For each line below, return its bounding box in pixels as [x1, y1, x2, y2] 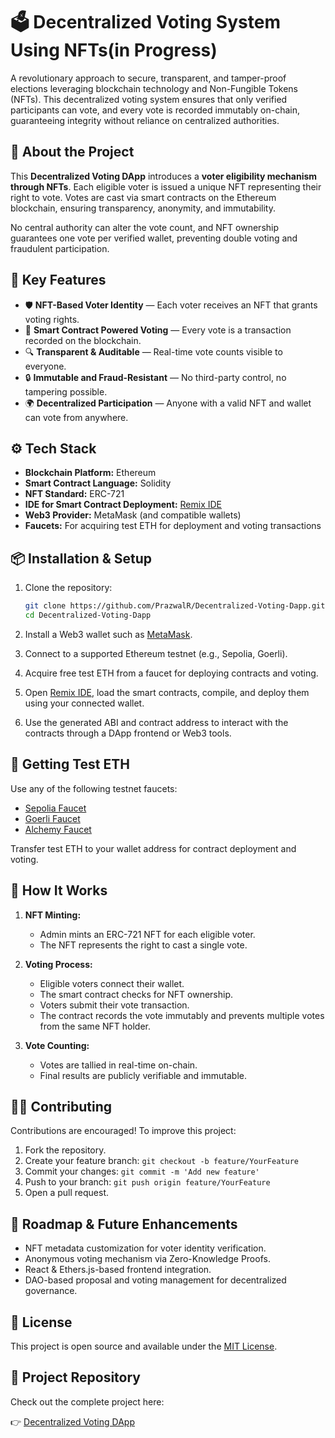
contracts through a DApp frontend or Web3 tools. [24, 727, 232, 739]
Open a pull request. [24, 1187, 110, 1199]
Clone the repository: [24, 582, 113, 594]
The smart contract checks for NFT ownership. [39, 988, 233, 1000]
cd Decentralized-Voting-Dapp [24, 610, 152, 621]
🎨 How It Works [10, 882, 108, 899]
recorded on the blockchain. [24, 334, 142, 346]
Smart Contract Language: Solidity [24, 477, 172, 489]
